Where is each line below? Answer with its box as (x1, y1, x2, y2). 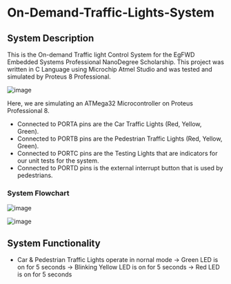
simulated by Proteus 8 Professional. (7, 72, 112, 81)
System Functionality (7, 237, 101, 249)
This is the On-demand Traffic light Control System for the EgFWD (7, 50, 195, 59)
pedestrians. (17, 171, 53, 179)
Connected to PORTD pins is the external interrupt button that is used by (17, 164, 223, 172)
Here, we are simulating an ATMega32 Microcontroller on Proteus (7, 99, 193, 108)
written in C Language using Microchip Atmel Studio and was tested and (7, 65, 212, 73)
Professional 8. (7, 107, 50, 114)
